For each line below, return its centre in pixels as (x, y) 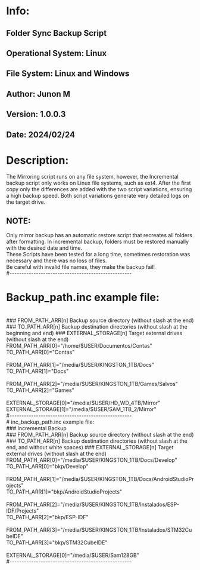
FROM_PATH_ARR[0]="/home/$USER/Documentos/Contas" (79, 346)
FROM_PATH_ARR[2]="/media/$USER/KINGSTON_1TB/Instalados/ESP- (93, 505)
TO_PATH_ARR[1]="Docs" (37, 371)
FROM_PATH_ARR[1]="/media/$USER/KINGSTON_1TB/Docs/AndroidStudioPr (100, 479)
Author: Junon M (38, 94)
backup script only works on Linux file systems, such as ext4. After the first (99, 183)
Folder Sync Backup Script (57, 33)
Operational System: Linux (57, 53)
